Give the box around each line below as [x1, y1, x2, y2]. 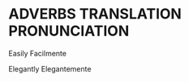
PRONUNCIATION [8, 22, 130, 40]
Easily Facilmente [8, 48, 67, 58]
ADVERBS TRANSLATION [8, 5, 183, 23]
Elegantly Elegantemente [8, 64, 92, 73]
